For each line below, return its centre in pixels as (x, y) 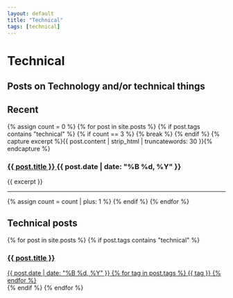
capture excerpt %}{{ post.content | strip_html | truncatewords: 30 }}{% (110, 141)
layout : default (31, 14)
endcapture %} (29, 148)
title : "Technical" (35, 20)
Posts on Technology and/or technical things (106, 86)
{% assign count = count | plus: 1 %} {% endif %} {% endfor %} (98, 202)
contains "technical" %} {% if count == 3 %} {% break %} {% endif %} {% (114, 134)
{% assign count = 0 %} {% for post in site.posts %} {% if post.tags (104, 126)
